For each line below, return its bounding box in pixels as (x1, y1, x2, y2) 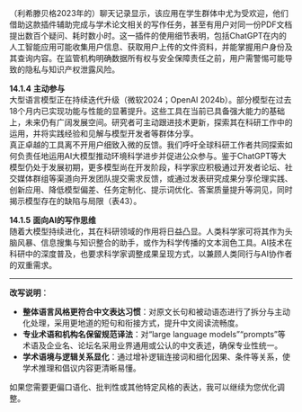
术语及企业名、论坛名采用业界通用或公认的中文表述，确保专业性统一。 (22, 340, 283, 351)
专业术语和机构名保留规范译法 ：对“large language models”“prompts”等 (22, 329, 286, 339)
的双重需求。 (9, 260, 57, 270)
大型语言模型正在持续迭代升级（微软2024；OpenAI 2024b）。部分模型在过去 (9, 94, 292, 105)
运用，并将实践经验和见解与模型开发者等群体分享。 (9, 129, 199, 139)
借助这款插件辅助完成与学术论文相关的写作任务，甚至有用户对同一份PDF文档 (9, 19, 293, 30)
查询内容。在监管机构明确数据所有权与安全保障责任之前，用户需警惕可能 (16, 53, 285, 63)
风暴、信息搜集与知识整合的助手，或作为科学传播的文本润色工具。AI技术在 (16, 237, 293, 247)
